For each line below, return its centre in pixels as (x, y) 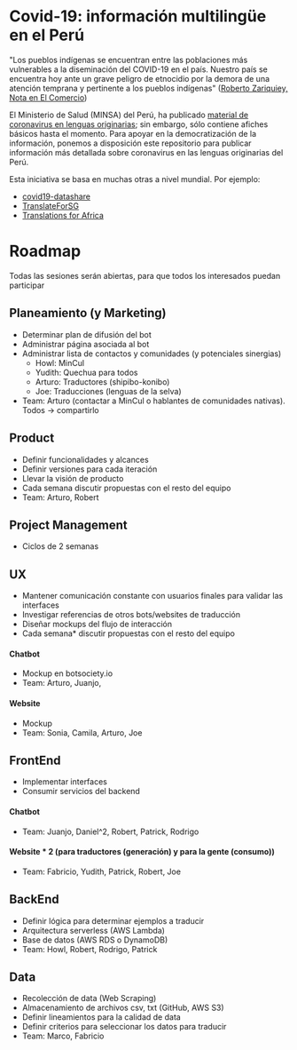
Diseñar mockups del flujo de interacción (97, 624)
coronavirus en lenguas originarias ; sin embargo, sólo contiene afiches (139, 124)
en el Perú (47, 35)
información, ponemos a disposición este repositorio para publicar (130, 143)
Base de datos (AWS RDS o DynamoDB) (95, 940)
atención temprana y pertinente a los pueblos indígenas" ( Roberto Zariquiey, (148, 88)
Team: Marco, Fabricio (63, 1036)
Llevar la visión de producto (73, 478)
